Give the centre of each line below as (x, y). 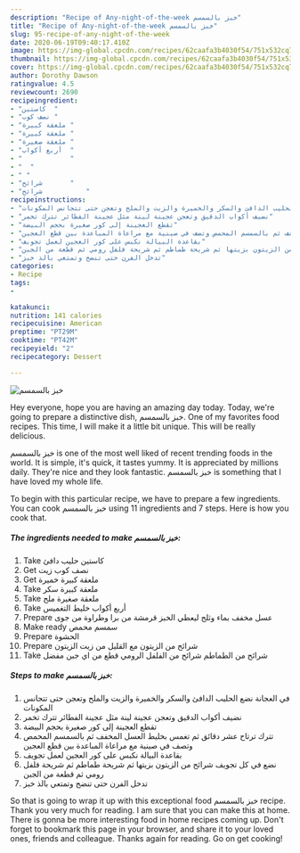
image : (22, 51)
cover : (22, 68)
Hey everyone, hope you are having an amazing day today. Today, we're (142, 407)
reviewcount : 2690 (44, 92)
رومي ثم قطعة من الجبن (64, 774)
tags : (20, 283)
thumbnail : (30, 59)
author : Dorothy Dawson (54, 76)
